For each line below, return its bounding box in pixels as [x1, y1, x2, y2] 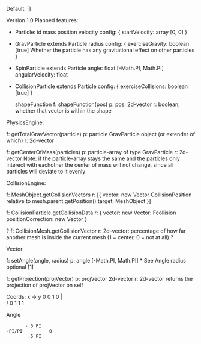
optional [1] [6, 263, 34, 271]
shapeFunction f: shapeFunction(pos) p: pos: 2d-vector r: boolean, [14, 101, 180, 108]
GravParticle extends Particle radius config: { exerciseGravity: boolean [14, 40, 190, 47]
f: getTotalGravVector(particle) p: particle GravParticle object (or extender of [6, 131, 196, 137]
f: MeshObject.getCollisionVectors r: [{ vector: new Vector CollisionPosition [6, 191, 192, 198]
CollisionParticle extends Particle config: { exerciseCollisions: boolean [14, 83, 188, 90]
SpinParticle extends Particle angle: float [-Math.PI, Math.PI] [14, 64, 164, 72]
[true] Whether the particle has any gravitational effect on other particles [14, 46, 195, 54]
